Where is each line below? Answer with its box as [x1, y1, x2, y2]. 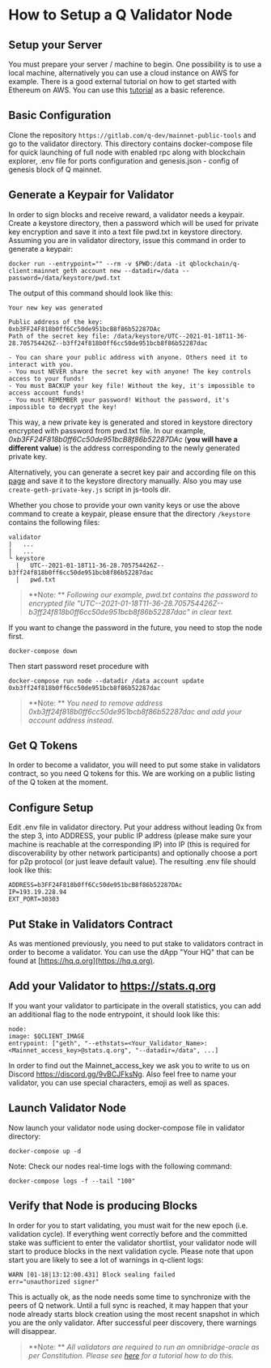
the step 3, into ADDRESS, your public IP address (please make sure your [8, 831, 252, 841]
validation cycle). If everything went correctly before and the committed [8, 1229, 248, 1238]
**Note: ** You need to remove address [28, 698, 163, 708]
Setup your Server [8, 38, 103, 52]
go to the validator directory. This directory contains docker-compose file [8, 139, 253, 148]
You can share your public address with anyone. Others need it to [15, 353, 248, 361]
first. [8, 631, 24, 641]
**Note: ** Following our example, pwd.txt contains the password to [28, 590, 258, 599]
